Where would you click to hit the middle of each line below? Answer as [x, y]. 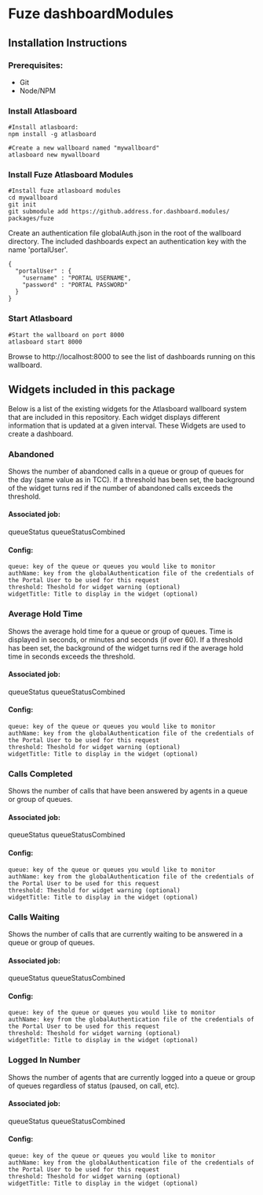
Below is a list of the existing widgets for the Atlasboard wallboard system [128, 408]
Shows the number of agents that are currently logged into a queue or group [132, 1077]
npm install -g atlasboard [52, 135]
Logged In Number [44, 1060]
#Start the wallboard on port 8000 [66, 335]
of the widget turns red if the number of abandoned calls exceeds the [121, 488]
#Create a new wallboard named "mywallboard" [84, 148]
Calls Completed [40, 774]
